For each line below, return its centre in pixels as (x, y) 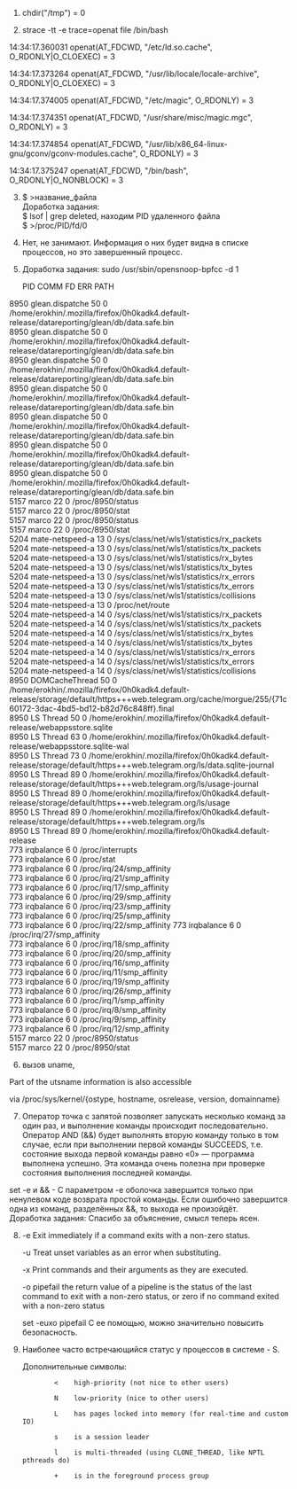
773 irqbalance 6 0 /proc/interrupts (73, 850)
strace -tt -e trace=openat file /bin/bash (95, 30)
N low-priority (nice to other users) (132, 1399)
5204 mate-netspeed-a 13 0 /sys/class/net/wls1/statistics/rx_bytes (131, 558)
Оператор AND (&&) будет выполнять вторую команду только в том (150, 1135)
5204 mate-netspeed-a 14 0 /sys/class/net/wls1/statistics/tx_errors (132, 661)
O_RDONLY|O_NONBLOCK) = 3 (66, 180)
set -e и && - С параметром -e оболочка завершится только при (131, 1190)
